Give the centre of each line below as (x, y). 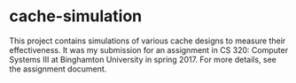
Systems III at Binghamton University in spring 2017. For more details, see (143, 59)
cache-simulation (76, 16)
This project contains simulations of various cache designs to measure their (148, 41)
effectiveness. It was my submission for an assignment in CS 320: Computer (149, 49)
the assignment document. (58, 69)
